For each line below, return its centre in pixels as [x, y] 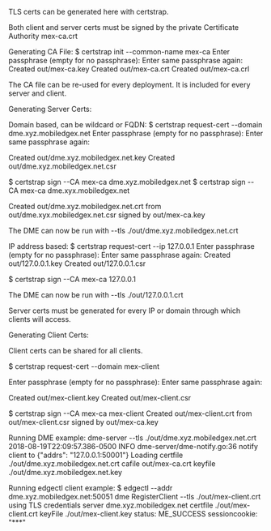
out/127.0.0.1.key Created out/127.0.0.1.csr [77, 263]
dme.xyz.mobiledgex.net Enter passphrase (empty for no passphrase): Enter [136, 133]
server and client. [38, 93]
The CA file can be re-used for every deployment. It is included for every [129, 85]
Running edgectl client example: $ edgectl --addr [91, 488]
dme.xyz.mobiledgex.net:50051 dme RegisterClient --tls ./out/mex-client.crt [135, 497]
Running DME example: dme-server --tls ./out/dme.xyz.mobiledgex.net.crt [133, 438]
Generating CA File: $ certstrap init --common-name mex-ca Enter [119, 51]
